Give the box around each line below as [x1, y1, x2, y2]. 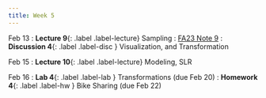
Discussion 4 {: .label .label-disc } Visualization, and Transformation [8, 41, 230, 51]
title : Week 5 [8, 11, 55, 20]
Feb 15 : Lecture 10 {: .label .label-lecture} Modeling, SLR [8, 57, 192, 66]
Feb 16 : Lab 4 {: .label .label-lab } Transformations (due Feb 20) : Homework [8, 72, 258, 81]
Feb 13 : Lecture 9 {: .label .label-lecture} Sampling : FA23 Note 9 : [8, 33, 223, 43]
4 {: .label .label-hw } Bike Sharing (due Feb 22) [8, 81, 162, 90]
